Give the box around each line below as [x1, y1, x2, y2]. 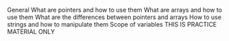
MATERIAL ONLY [7, 27, 56, 36]
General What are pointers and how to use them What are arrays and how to [7, 6, 223, 14]
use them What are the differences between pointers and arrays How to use [7, 13, 221, 21]
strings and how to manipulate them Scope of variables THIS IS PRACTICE [7, 20, 217, 28]
